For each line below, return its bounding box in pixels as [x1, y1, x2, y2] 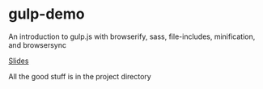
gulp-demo [8, 5, 85, 23]
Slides [8, 56, 29, 66]
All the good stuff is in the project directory [8, 71, 151, 81]
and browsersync [8, 40, 67, 49]
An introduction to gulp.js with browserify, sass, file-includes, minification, [8, 32, 256, 41]
